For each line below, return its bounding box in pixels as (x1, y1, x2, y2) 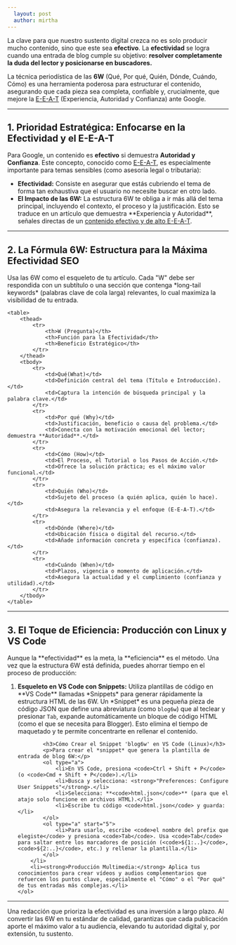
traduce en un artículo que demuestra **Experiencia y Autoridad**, (17, 209, 213, 218)
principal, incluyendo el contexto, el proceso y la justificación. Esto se (17, 202, 220, 211)
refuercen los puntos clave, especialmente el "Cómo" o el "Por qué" (17, 875, 226, 882)
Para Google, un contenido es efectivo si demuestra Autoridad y (7, 151, 195, 159)
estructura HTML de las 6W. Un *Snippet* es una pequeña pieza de (17, 697, 214, 705)
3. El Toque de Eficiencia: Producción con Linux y (7, 624, 227, 636)
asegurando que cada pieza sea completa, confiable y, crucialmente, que (7, 87, 220, 96)
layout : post (13, 10, 52, 18)
